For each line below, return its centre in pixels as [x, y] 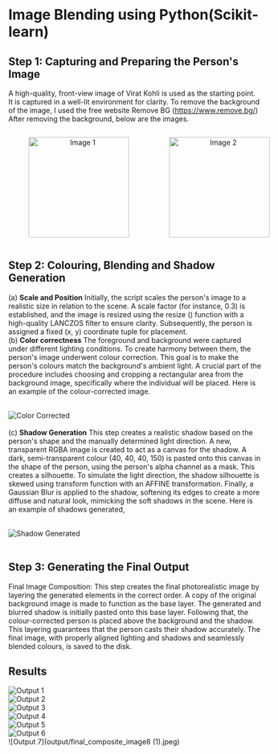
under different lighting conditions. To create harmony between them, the [130, 348]
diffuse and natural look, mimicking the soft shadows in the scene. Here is [131, 500]
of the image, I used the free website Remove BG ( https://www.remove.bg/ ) [133, 110]
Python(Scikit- [209, 15]
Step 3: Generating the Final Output [99, 567]
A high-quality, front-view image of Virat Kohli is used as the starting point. [132, 93]
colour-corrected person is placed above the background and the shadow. [131, 621]
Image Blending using [82, 15]
